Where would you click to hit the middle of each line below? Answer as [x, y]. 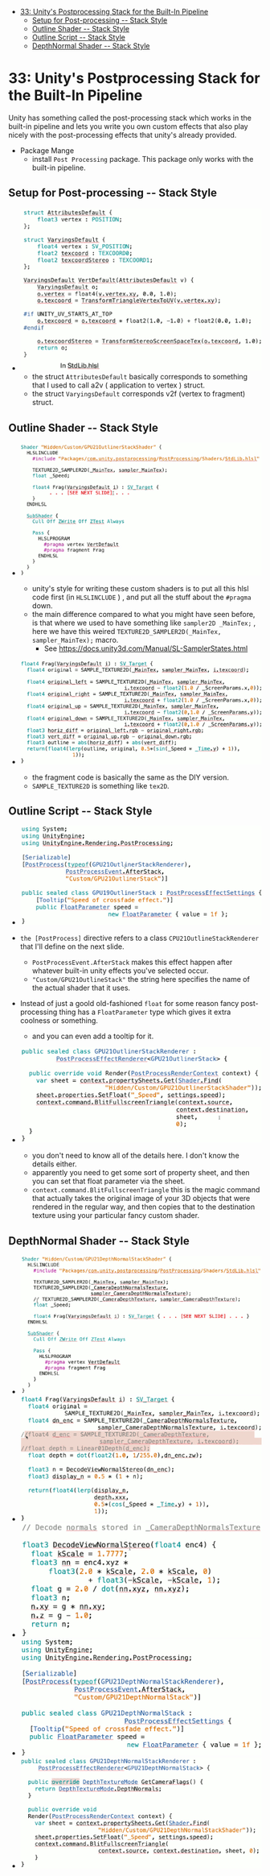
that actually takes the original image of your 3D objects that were [141, 1199]
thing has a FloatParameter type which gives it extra [145, 1012]
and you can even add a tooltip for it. [93, 1036]
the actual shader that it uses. [81, 988]
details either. [54, 1164]
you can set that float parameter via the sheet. [108, 1181]
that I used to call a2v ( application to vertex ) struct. [119, 385]
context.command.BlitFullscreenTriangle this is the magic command [146, 1190]
